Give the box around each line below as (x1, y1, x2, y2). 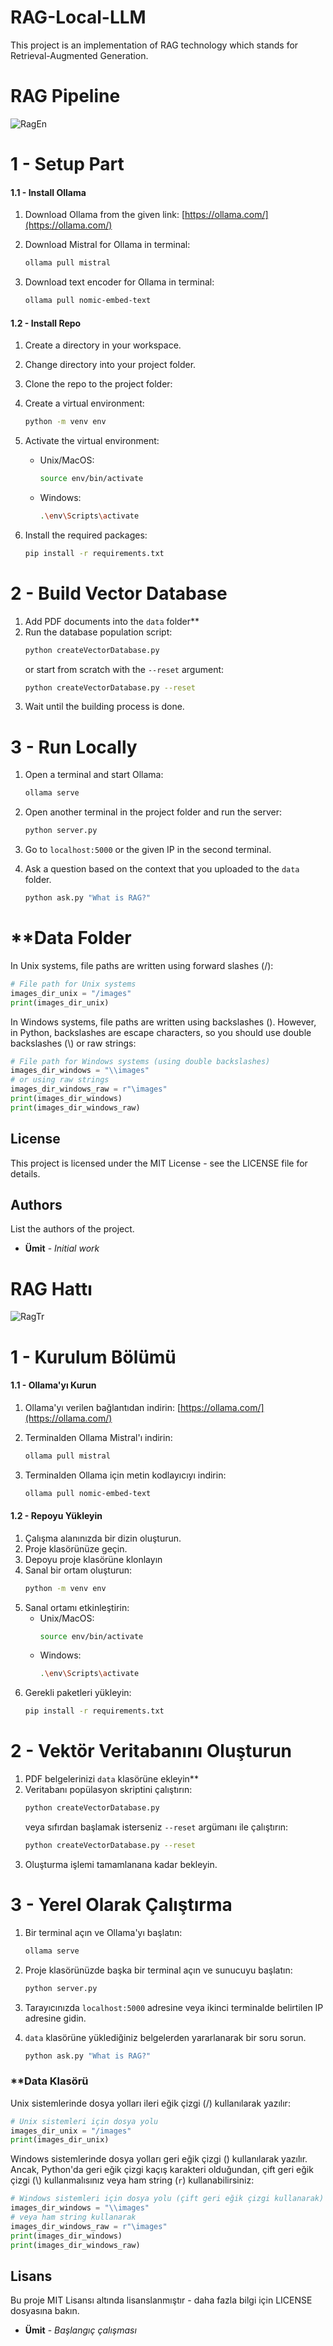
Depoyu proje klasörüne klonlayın (24, 1553, 163, 1565)
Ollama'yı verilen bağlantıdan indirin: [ (24, 1401, 182, 1413)
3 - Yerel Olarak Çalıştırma (10, 1894, 233, 1916)
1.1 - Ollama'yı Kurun (10, 1379, 97, 1391)
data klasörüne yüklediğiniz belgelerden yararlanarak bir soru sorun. (24, 2031, 307, 2043)
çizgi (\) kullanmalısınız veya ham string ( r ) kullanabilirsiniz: (10, 2174, 255, 2186)
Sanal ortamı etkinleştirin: (24, 1601, 130, 1613)
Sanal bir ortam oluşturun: (24, 1564, 133, 1576)
